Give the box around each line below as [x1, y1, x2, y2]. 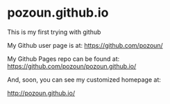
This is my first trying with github [7, 28, 101, 36]
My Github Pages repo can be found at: [7, 54, 120, 63]
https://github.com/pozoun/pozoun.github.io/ [7, 62, 137, 70]
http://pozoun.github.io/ [7, 89, 75, 97]
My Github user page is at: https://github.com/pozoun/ [7, 41, 163, 49]
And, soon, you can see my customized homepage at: [7, 75, 162, 84]
